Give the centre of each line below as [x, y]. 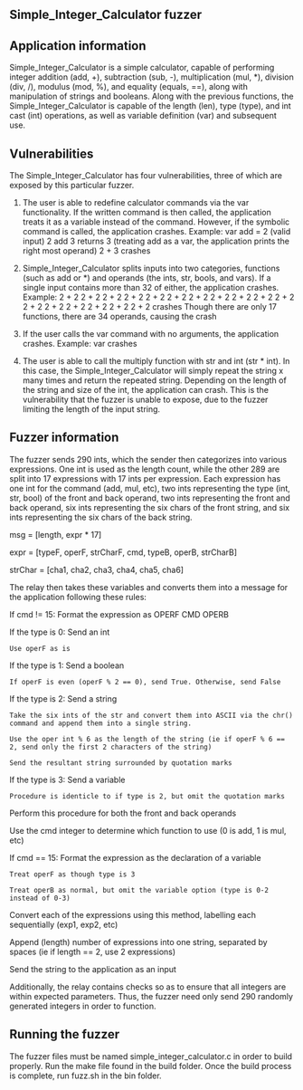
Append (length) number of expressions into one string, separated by [139, 942]
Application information [78, 46]
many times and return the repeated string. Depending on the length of [154, 380]
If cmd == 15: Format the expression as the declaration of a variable [135, 857]
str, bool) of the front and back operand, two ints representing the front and [150, 498]
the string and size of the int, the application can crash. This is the [146, 390]
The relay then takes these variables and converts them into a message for [149, 587]
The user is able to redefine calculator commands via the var [136, 203]
